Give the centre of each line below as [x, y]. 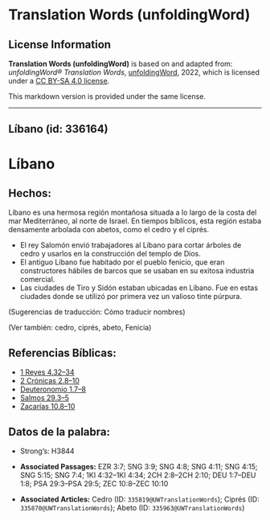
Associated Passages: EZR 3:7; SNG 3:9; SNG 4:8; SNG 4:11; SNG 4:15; [139, 467]
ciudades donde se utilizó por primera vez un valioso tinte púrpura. [131, 297]
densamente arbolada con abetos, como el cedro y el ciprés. [109, 230]
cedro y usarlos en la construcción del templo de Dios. [110, 254]
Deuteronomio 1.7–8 [53, 389]
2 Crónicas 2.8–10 [50, 381]
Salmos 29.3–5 [45, 398]
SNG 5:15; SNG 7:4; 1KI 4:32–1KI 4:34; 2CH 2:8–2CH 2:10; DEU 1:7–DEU [138, 475]
